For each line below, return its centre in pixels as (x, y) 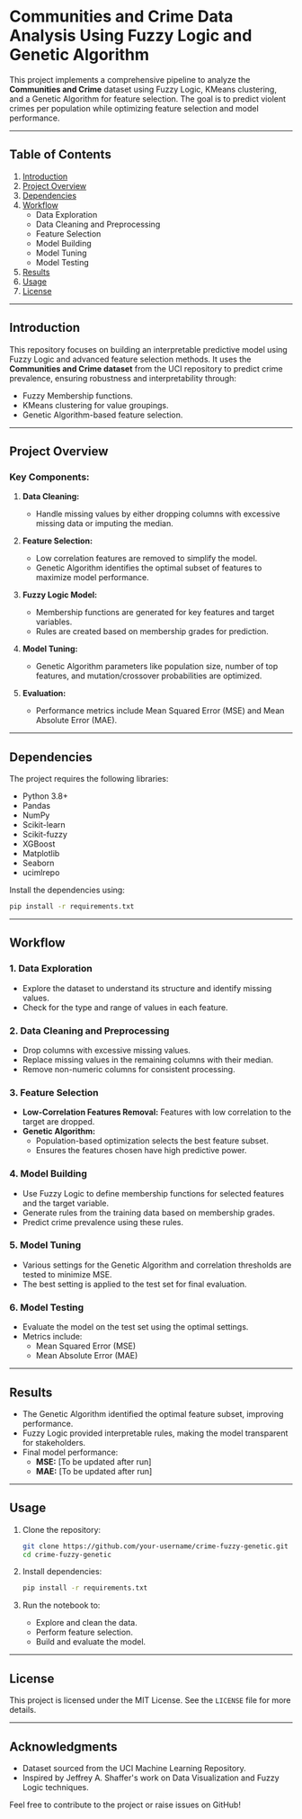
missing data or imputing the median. (104, 524)
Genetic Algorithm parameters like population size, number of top (157, 667)
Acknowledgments (64, 1747)
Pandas (36, 806)
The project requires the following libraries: (89, 779)
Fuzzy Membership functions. (77, 395)
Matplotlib (41, 854)
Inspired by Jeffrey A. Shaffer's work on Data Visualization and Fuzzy (151, 1778)
